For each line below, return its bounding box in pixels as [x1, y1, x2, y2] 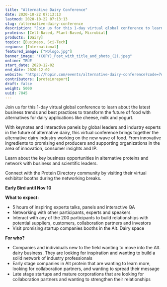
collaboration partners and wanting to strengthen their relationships [12, 277, 151, 283]
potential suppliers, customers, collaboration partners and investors [12, 220, 151, 226]
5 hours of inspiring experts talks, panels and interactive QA [12, 204, 135, 210]
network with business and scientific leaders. [5, 160, 98, 167]
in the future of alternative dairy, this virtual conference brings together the [5, 130, 159, 136]
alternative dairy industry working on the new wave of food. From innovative [5, 135, 162, 141]
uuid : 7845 [5, 91, 28, 96]
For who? [5, 235, 25, 241]
